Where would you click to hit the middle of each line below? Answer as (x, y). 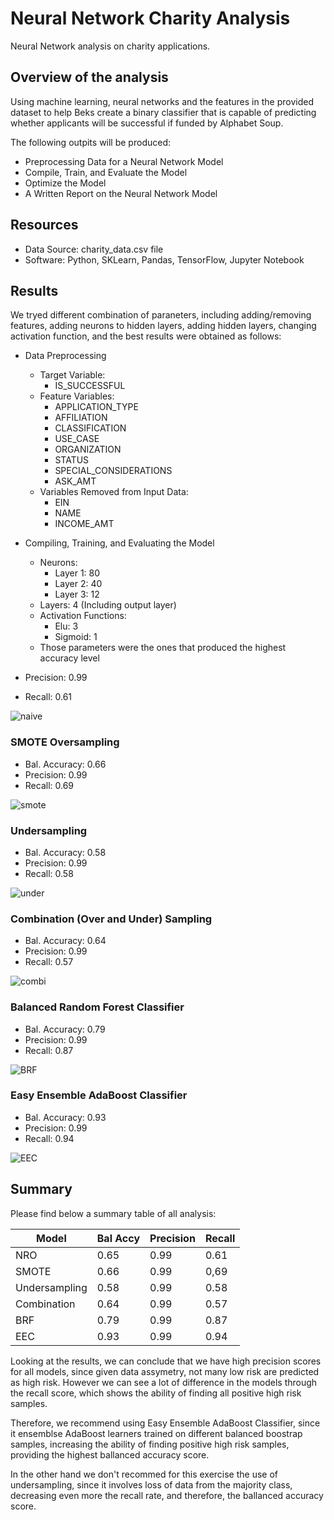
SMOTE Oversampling (65, 742)
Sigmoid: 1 (76, 637)
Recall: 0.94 (49, 1138)
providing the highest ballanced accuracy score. (110, 1454)
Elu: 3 (66, 626)
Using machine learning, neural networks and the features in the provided (162, 101)
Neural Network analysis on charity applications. (110, 46)
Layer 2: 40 (78, 584)
